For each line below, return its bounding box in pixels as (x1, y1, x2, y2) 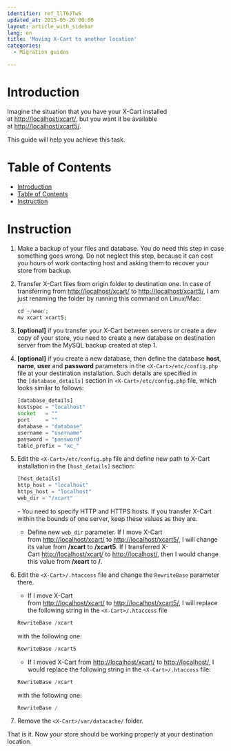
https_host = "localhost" (17, 488, 92, 495)
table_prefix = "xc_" (17, 442, 80, 449)
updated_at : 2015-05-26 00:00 (7, 17, 94, 23)
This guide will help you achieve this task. (7, 135, 125, 144)
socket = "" (17, 410, 58, 417)
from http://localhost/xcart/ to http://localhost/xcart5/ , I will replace (27, 598, 219, 607)
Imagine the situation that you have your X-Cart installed (7, 107, 168, 115)
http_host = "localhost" (17, 482, 89, 489)
